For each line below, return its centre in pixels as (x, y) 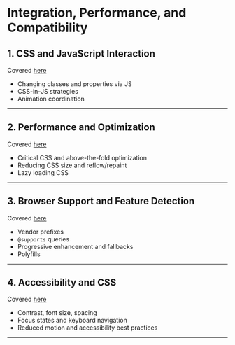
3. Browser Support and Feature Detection (101, 201)
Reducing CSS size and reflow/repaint (72, 165)
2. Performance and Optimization (81, 127)
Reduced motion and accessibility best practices (87, 328)
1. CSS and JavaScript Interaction (81, 54)
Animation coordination (51, 99)
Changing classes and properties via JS (75, 84)
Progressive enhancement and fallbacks (75, 246)
